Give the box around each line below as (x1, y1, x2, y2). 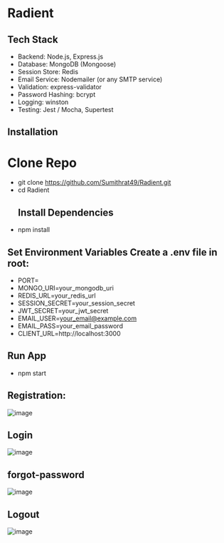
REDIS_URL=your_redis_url (17, 291, 96, 300)
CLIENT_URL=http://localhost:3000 (17, 329, 121, 338)
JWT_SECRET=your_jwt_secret (17, 306, 109, 315)
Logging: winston (17, 98, 69, 106)
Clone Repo (7, 155, 77, 171)
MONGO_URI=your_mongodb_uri (17, 283, 114, 292)
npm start (17, 369, 46, 377)
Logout (7, 508, 40, 520)
